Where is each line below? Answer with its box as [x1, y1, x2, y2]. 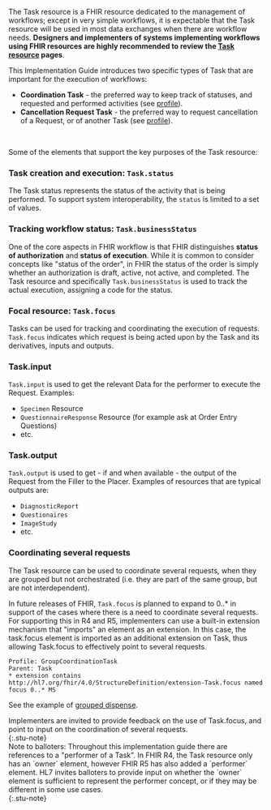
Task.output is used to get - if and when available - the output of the [8, 468, 237, 478]
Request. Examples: [8, 388, 75, 398]
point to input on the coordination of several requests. [8, 724, 188, 734]
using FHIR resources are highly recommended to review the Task [8, 41, 235, 51]
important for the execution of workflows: [8, 75, 148, 84]
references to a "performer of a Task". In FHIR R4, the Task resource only [8, 750, 253, 760]
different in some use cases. [8, 784, 104, 794]
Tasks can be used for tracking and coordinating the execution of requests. [8, 324, 260, 333]
